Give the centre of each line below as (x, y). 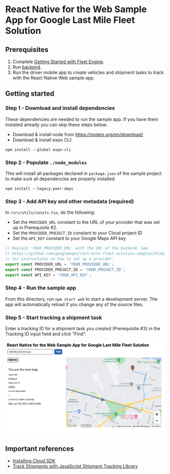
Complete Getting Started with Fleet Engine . (58, 62)
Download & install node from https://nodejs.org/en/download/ (78, 134)
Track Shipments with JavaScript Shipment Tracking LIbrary (75, 466)
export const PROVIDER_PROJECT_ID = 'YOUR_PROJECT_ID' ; (65, 269)
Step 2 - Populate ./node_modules (46, 162)
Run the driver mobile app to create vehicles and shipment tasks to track (88, 72)
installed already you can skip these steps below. (56, 125)
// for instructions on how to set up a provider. (60, 259)
